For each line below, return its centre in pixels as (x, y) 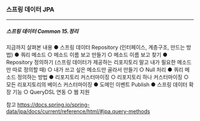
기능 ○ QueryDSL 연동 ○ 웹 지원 (51, 92)
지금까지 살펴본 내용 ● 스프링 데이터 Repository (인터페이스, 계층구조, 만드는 (96, 47)
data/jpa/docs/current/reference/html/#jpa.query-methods (78, 111)
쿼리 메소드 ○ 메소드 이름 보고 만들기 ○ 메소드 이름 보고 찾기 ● (94, 55)
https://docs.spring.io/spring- (54, 105)
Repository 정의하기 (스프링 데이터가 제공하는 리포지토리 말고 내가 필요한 (91, 62)
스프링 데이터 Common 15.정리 (42, 31)
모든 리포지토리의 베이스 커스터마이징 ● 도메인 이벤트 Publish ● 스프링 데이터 (97, 85)
